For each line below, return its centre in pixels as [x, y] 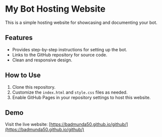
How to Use [23, 75]
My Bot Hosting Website [55, 9]
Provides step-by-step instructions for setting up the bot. [69, 49]
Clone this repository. [34, 87]
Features [19, 38]
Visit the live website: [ [28, 124]
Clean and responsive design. [42, 60]
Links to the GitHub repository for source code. [60, 55]
